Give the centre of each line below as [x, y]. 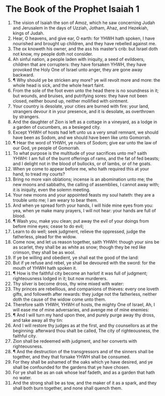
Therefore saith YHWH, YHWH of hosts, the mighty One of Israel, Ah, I [84, 304]
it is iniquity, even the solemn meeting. [51, 190]
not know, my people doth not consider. [53, 54]
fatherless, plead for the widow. [45, 236]
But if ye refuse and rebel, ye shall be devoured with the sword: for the [84, 263]
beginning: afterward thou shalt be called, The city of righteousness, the [86, 331]
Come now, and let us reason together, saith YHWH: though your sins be [86, 242]
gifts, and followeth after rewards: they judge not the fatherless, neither [85, 294]
